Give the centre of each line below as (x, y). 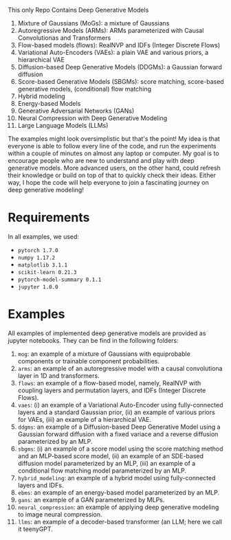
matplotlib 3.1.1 (43, 265)
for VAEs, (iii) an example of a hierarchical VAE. (85, 419)
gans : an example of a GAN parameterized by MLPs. (91, 499)
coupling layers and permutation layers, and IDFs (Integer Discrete (112, 390)
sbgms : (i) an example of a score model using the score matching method (120, 449)
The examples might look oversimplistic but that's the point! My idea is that (114, 139)
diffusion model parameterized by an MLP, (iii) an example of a (107, 463)
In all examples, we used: (44, 236)
